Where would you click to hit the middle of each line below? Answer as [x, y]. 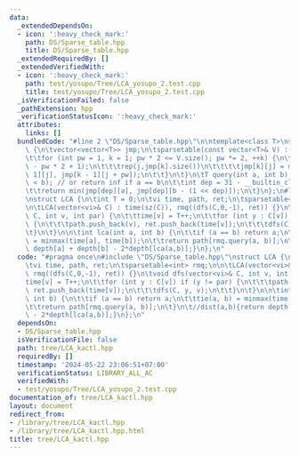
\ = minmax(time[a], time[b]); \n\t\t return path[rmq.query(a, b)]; [153, 241]
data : [19, 17]
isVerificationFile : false [67, 340]
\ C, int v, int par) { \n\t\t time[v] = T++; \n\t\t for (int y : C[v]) [157, 216]
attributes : [40, 125]
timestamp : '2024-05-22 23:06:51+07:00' [93, 365]
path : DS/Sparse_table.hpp [75, 42]
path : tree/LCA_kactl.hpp [65, 348]
